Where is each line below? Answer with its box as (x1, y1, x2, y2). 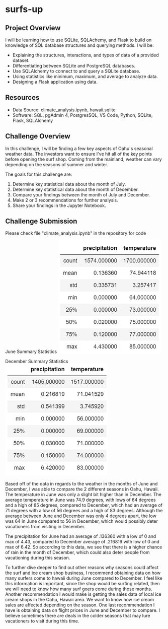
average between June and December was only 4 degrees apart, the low (5, 513, 157, 519)
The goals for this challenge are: (5, 171, 72, 177)
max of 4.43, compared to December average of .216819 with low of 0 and (5, 539, 159, 545)
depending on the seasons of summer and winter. (5, 161, 108, 167)
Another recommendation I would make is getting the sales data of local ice (5, 591, 162, 597)
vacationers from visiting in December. (5, 524, 86, 530)
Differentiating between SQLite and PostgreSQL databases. (12, 63, 136, 68)
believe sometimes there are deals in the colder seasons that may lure (5, 613, 150, 619)
